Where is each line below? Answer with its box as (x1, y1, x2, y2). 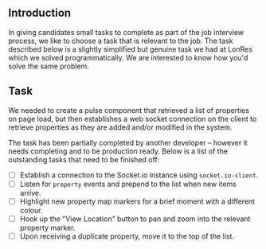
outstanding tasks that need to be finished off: (8, 154, 160, 164)
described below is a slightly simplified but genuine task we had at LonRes (8, 44, 253, 54)
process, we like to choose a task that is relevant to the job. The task (8, 36, 233, 45)
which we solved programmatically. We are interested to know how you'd (8, 53, 248, 62)
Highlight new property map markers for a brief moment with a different (19, 196, 256, 206)
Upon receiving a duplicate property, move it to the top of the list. (19, 231, 235, 241)
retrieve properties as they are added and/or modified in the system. (8, 123, 233, 132)
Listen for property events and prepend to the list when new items (19, 179, 237, 189)
